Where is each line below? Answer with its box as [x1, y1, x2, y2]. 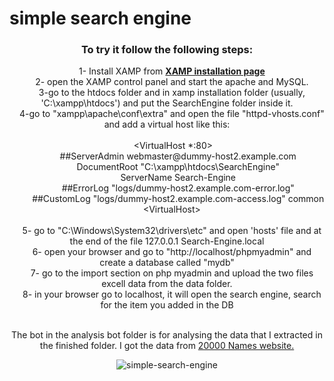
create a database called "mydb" [99, 257, 235, 269]
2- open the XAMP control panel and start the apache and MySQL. [35, 76, 309, 88]
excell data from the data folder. [101, 278, 233, 290]
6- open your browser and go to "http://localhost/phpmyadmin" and [32, 246, 312, 258]
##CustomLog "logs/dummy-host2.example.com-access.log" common [32, 193, 325, 205]
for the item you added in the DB [100, 299, 234, 311]
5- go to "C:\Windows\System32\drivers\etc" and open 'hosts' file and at [22, 225, 322, 237]
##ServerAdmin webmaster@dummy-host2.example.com [59, 150, 297, 162]
